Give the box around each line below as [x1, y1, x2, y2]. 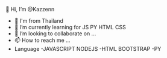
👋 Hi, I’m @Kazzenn [5, 6, 55, 13]
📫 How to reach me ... [14, 36, 71, 44]
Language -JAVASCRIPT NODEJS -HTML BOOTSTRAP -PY [14, 45, 162, 52]
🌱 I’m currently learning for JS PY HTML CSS [14, 24, 126, 30]
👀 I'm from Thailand [14, 17, 64, 24]
